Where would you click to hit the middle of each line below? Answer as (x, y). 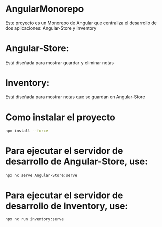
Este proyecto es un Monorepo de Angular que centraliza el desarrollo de (81, 23)
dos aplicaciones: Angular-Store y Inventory (51, 28)
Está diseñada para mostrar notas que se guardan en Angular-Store (75, 97)
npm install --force (27, 131)
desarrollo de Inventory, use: (67, 206)
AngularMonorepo (45, 9)
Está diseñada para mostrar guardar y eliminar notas (60, 62)
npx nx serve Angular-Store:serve (42, 175)
